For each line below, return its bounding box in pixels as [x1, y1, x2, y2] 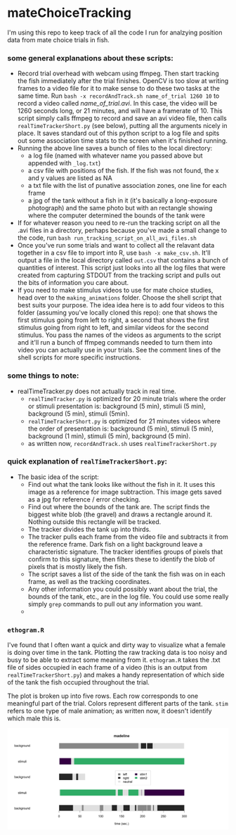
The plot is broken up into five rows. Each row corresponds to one [7, 691, 199, 701]
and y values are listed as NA [27, 174, 112, 182]
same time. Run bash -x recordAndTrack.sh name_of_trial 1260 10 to [17, 91, 220, 100]
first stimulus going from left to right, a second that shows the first [17, 316, 209, 324]
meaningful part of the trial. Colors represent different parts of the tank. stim [7, 699, 228, 708]
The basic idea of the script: [17, 473, 100, 481]
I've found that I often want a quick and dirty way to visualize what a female [7, 641, 226, 649]
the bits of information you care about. [17, 279, 129, 287]
